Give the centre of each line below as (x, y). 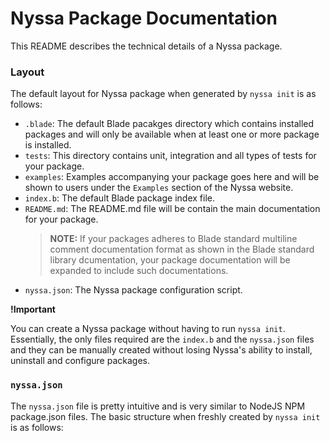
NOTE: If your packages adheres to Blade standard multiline (173, 239)
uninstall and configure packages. (80, 361)
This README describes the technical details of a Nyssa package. (146, 46)
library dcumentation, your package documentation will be (170, 260)
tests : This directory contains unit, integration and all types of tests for (170, 156)
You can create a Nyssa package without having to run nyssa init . (148, 329)
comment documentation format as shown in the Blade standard (182, 249)
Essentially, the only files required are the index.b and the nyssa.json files (162, 339)
